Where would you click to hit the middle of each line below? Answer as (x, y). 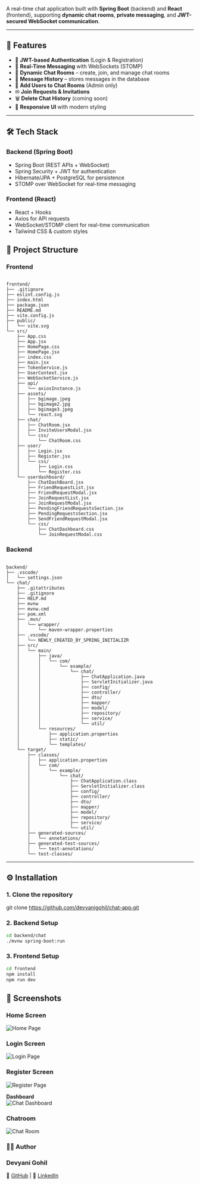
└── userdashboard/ (41, 477)
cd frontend (21, 968)
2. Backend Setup (32, 923)
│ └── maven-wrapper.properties (65, 630)
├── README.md (24, 310)
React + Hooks (33, 212)
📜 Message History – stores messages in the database (82, 79)
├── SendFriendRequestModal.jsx (68, 519)
